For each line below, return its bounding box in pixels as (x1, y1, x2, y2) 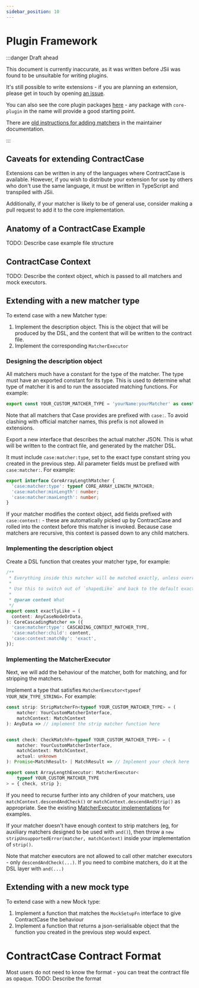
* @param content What (8, 597, 65, 603)
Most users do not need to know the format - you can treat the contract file (6, 969, 190, 976)
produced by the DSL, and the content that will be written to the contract (14, 329, 192, 336)
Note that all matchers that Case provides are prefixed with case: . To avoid (6, 411, 188, 419)
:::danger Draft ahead (6, 54, 59, 61)
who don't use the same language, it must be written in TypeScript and (6, 182, 179, 190)
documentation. (6, 125, 45, 132)
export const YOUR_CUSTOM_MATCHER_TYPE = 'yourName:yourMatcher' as (6, 401, 179, 407)
